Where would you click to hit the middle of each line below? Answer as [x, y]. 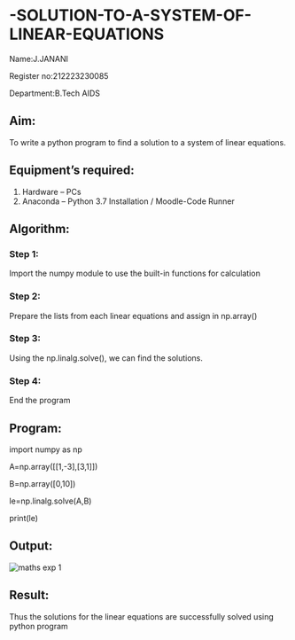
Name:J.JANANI [39, 59]
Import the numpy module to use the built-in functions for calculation [135, 273]
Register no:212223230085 [59, 75]
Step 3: [25, 339]
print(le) [23, 518]
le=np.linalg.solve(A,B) [50, 501]
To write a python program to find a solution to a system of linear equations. [147, 142]
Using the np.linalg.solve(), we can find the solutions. [106, 358]
